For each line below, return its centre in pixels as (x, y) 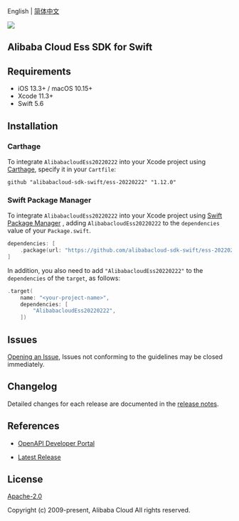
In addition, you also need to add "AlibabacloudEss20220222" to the (105, 270)
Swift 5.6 (31, 104)
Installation (33, 126)
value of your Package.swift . (49, 231)
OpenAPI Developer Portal (56, 443)
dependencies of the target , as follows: (64, 278)
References (33, 426)
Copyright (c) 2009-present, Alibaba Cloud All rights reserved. (99, 510)
